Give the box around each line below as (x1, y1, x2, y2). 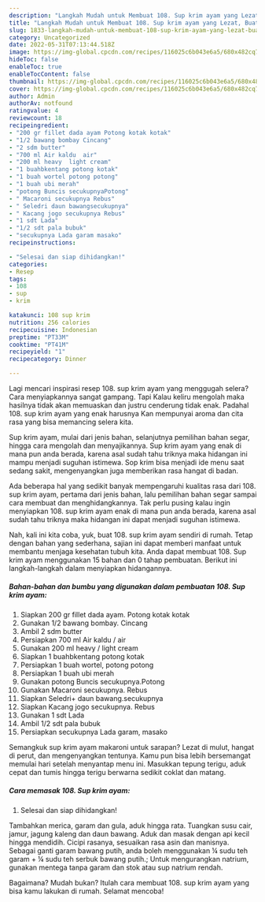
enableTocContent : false (9, 70, 90, 78)
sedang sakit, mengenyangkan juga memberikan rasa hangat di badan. (9, 466, 239, 475)
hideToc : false (9, 56, 59, 64)
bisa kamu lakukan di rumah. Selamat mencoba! (9, 886, 164, 896)
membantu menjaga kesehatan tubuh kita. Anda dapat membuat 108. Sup (9, 547, 247, 556)
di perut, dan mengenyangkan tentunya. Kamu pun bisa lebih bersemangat (9, 751, 251, 760)
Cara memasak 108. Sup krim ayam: (9, 785, 131, 795)
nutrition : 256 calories (9, 319, 90, 326)
